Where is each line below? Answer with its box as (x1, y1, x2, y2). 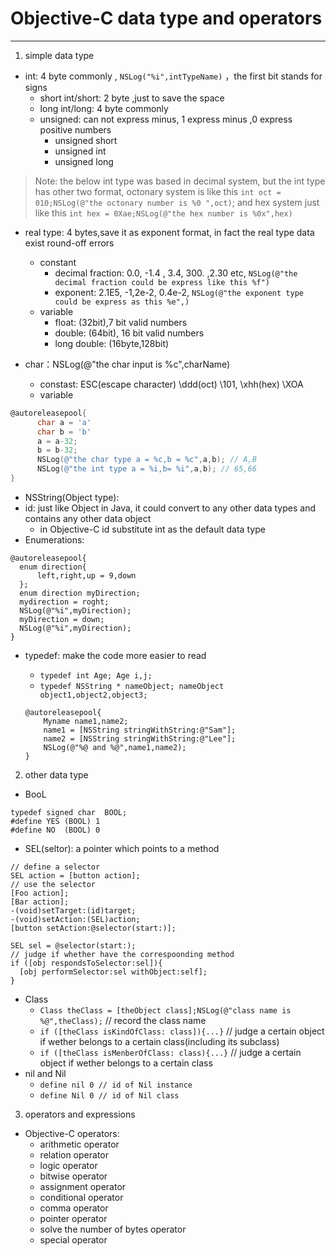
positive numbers (39, 123, 112, 136)
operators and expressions (24, 1108, 136, 1120)
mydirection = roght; (19, 597, 110, 607)
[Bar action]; (10, 897, 70, 907)
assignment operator (39, 1180, 127, 1192)
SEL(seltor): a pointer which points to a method (24, 842, 220, 854)
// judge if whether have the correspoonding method (10, 949, 235, 959)
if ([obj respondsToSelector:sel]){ (10, 958, 163, 968)
